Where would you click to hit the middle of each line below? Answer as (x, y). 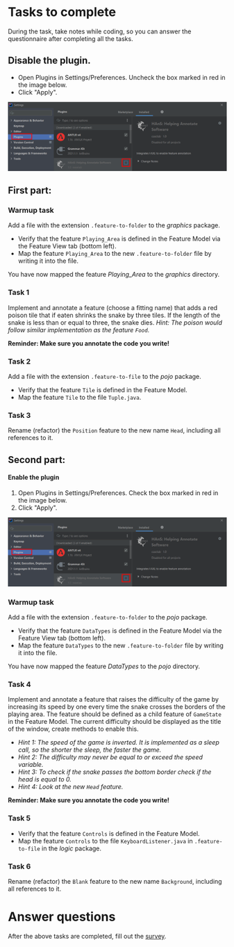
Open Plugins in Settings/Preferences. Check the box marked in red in (118, 493)
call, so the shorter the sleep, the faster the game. (90, 750)
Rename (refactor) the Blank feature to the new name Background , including (115, 882)
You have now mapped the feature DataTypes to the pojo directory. (104, 666)
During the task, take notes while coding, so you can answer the (100, 31)
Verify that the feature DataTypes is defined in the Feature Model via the (120, 631)
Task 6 (19, 866)
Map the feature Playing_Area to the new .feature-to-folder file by (115, 254)
